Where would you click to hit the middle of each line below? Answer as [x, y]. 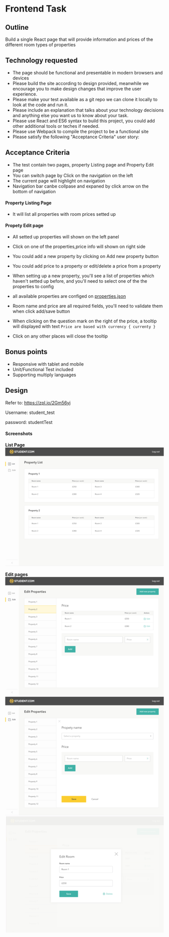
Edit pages [17, 574]
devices [21, 78]
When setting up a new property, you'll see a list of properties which [83, 276]
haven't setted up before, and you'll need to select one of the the [80, 281]
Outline [17, 27]
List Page [15, 445]
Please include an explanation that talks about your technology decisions [88, 110]
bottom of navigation [34, 191]
